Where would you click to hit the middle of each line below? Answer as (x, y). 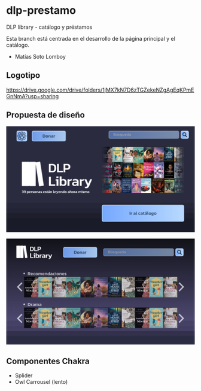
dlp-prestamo (41, 10)
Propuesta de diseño (45, 115)
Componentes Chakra (48, 361)
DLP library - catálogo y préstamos (49, 27)
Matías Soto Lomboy (40, 56)
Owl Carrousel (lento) (41, 382)
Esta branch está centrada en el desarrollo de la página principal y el (91, 38)
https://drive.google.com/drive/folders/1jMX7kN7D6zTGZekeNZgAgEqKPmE (100, 90)
